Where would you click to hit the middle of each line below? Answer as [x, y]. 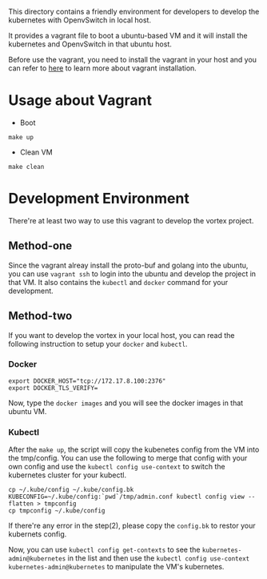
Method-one [40, 246]
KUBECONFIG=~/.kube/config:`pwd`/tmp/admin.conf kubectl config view [127, 497]
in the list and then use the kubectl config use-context [159, 558]
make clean [26, 167]
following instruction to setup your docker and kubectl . [98, 344]
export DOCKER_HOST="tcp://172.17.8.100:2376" [87, 381]
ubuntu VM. [28, 411]
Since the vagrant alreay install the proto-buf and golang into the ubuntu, [128, 265]
